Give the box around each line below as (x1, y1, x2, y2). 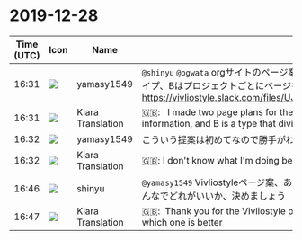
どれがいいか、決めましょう (168, 190, 286, 202)
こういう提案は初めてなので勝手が (141, 133, 286, 146)
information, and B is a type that (141, 117, 277, 129)
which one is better (141, 216, 223, 228)
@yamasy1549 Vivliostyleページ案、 (141, 176, 284, 189)
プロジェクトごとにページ (182, 79, 292, 92)
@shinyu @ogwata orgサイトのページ (141, 66, 289, 78)
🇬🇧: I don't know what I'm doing (141, 154, 280, 166)
